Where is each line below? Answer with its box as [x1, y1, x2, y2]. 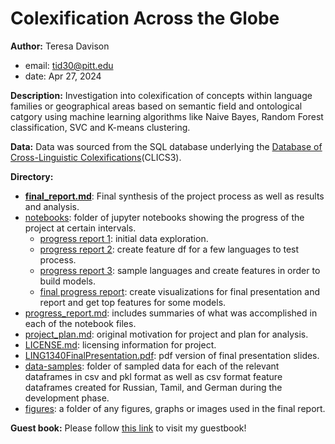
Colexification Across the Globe [10, 7, 280, 30]
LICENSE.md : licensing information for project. [24, 338, 217, 351]
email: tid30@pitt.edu [24, 59, 114, 71]
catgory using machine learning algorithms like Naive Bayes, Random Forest [10, 110, 324, 122]
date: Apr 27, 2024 [24, 70, 102, 82]
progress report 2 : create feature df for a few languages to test [39, 243, 300, 255]
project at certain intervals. [24, 222, 137, 234]
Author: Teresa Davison [10, 40, 110, 52]
